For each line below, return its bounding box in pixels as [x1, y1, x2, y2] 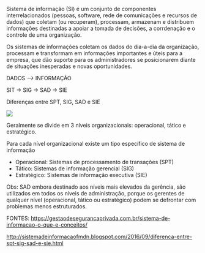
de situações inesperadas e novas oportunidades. [6, 62, 133, 70]
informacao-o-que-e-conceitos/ [6, 221, 88, 228]
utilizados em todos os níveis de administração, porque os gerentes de [6, 190, 185, 197]
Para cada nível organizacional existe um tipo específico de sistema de [6, 140, 185, 147]
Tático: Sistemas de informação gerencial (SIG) [15, 165, 135, 172]
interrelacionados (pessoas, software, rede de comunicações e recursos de [6, 12, 198, 19]
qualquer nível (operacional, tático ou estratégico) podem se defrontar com [6, 196, 196, 203]
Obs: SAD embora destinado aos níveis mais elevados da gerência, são [6, 183, 186, 191]
